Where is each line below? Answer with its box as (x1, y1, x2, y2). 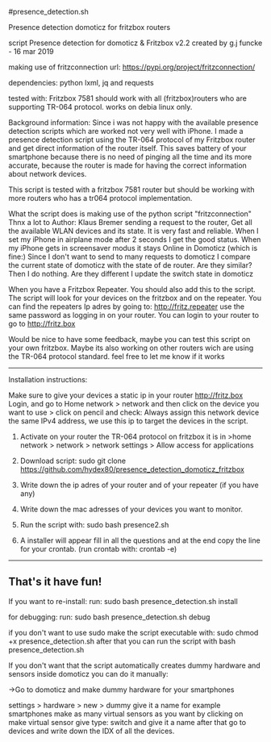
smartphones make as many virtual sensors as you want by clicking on (8, 709, 244, 719)
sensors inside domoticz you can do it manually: (8, 669, 169, 678)
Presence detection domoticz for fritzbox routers (8, 23, 171, 31)
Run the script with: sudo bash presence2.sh (19, 520, 169, 529)
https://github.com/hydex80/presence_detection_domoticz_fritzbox (19, 465, 244, 474)
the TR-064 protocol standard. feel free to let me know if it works (8, 352, 225, 361)
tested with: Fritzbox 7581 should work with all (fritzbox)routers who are (8, 94, 248, 103)
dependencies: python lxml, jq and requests (8, 78, 155, 87)
